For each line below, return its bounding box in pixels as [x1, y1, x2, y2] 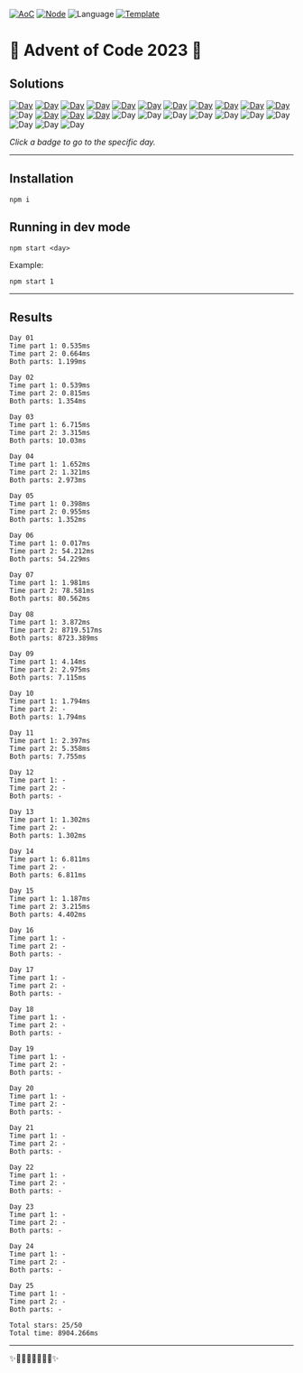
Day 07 [9, 571, 34, 580]
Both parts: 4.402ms [9, 910, 87, 920]
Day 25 [9, 1282, 34, 1291]
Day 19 [9, 1044, 34, 1053]
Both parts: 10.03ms [9, 436, 87, 446]
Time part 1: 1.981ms [9, 579, 91, 588]
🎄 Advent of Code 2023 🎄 [9, 41, 203, 60]
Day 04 [9, 452, 34, 461]
